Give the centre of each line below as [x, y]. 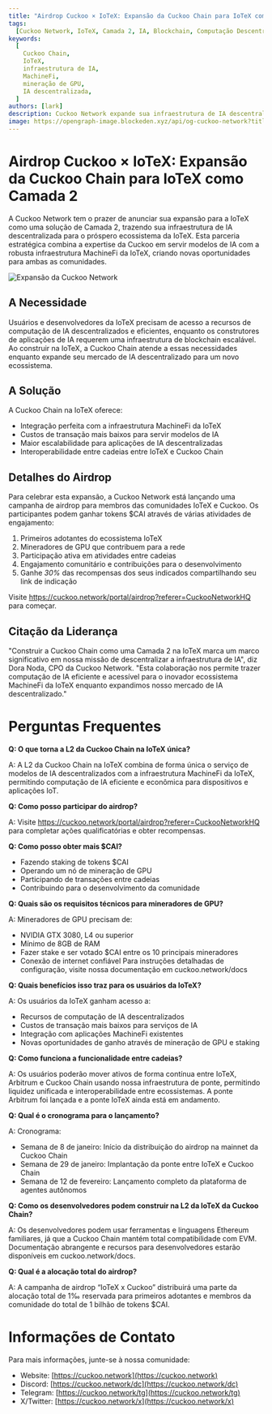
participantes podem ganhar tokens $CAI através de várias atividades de [130, 514]
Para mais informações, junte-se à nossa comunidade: [99, 1360]
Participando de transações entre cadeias [90, 879]
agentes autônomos [53, 1190]
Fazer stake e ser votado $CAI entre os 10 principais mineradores [129, 952]
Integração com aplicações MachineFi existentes [102, 1034]
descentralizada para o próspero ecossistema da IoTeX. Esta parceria [124, 235]
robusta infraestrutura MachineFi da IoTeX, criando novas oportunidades [130, 253]
